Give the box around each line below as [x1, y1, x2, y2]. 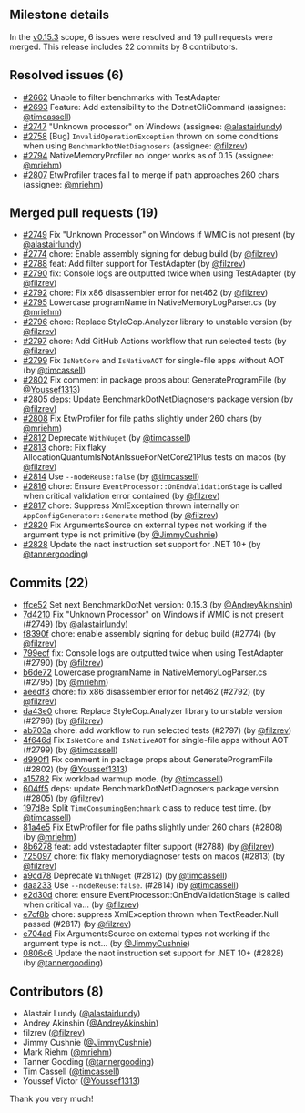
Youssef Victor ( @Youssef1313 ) [22, 1076, 141, 1087]
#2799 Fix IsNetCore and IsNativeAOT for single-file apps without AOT [22, 355, 285, 366]
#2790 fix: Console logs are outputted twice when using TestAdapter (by [22, 268, 296, 279]
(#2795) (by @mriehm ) [22, 677, 109, 688]
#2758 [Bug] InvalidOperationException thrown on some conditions [22, 130, 280, 141]
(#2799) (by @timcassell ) [22, 744, 118, 755]
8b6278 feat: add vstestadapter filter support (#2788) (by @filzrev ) [22, 842, 275, 853]
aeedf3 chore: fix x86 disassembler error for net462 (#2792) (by [22, 687, 266, 698]
